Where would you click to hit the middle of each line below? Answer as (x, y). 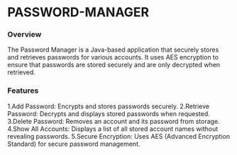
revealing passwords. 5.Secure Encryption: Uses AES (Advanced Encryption (119, 136)
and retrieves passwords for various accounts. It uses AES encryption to (113, 57)
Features (23, 91)
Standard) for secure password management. (74, 144)
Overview (24, 35)
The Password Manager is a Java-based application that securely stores (113, 50)
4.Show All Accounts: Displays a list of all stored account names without (113, 129)
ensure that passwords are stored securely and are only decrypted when (114, 65)
